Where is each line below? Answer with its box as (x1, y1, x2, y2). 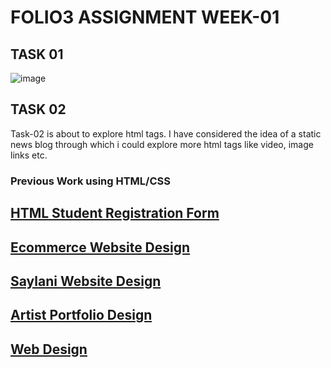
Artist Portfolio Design (10, 307, 153, 324)
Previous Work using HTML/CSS (10, 174, 171, 188)
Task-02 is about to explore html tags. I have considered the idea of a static (10, 127, 322, 140)
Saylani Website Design (10, 272, 162, 290)
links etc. (10, 149, 48, 161)
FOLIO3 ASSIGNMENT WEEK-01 (10, 6, 280, 29)
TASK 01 (10, 46, 64, 63)
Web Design (10, 341, 88, 358)
